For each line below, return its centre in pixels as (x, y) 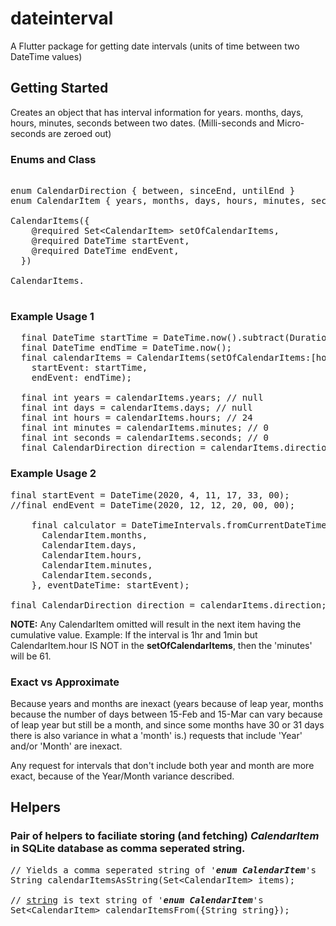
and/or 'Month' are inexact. (66, 746)
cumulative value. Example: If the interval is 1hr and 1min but (134, 634)
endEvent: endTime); (81, 378)
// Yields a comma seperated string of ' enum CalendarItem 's (163, 870)
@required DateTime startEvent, (110, 241)
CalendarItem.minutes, (97, 565)
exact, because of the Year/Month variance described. (122, 776)
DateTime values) (46, 56)
